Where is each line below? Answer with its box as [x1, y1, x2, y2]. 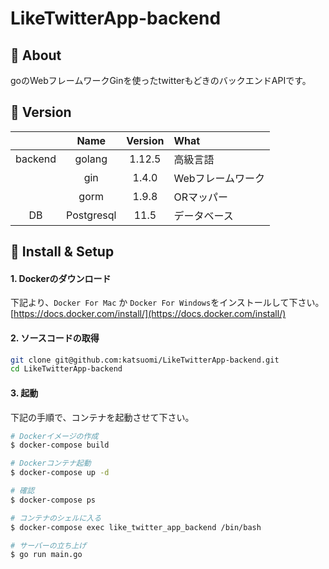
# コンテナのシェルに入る [10, 513, 102, 523]
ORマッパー [173, 190, 228, 204]
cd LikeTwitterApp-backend [10, 364, 123, 374]
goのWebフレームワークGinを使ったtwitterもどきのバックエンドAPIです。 [10, 75, 312, 86]
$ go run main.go [10, 550, 83, 560]
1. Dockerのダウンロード [10, 272, 112, 284]
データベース [173, 208, 234, 222]
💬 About [10, 47, 62, 64]
